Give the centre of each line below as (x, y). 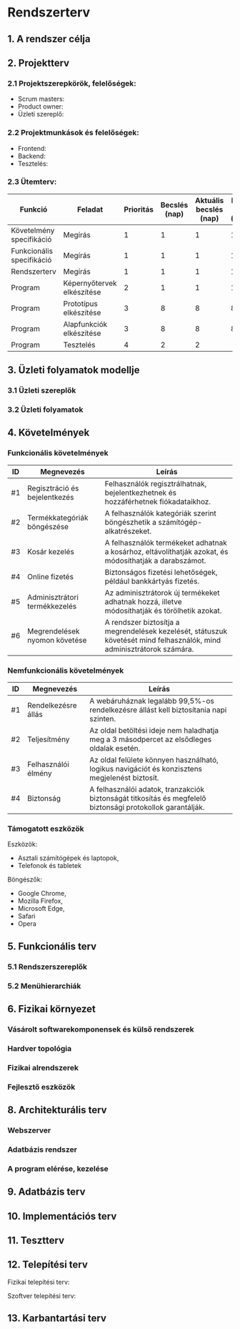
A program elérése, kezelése (58, 1168)
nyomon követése (57, 640)
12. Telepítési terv (47, 1265)
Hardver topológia (40, 1048)
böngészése (48, 526)
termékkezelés (52, 606)
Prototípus (81, 303)
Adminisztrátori (53, 597)
